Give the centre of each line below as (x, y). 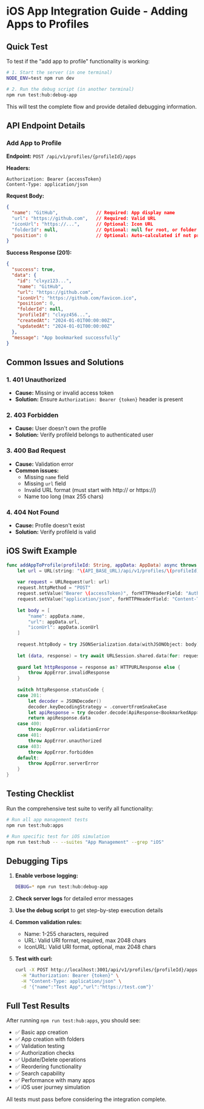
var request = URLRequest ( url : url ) (64, 582)
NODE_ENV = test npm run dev (40, 78)
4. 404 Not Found (33, 512)
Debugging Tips (37, 861)
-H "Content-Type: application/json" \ (71, 981)
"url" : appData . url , (54, 622)
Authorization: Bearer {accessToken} (54, 179)
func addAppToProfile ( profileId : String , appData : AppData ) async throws (102, 565)
